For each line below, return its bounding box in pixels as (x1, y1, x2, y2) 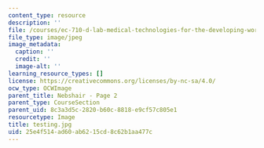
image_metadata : (8, 41, 61, 49)
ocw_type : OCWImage (8, 84, 72, 92)
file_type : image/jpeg (8, 33, 82, 42)
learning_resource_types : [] (8, 70, 104, 78)
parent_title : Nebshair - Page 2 (8, 92, 118, 99)
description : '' (8, 19, 61, 27)
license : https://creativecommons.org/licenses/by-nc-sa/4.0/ (8, 77, 216, 85)
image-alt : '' (15, 63, 61, 70)
